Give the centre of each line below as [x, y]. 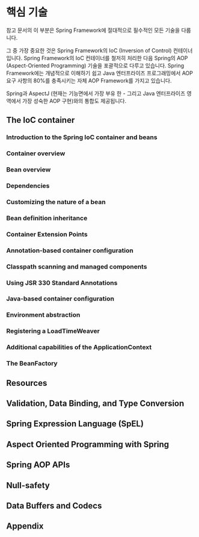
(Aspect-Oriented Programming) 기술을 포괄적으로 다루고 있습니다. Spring [95, 65]
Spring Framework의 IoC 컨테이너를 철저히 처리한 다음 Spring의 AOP [106, 58]
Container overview [36, 154]
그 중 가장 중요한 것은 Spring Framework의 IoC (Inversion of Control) [89, 50]
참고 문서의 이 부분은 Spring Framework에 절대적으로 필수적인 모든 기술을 [93, 30]
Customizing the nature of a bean [56, 202]
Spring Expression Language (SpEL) [75, 424]
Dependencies [28, 186]
